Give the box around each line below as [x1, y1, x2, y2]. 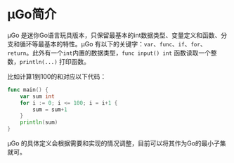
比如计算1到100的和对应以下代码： [7, 72, 107, 81]
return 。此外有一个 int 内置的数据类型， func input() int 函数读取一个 [7, 48, 211, 57]
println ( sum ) [20, 119, 58, 126]
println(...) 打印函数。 [20, 57, 90, 65]
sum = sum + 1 [32, 106, 68, 113]
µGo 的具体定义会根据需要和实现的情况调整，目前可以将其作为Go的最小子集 [7, 139, 226, 148]
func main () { [7, 86, 49, 93]
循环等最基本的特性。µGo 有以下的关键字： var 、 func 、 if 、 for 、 [19, 39, 207, 48]
